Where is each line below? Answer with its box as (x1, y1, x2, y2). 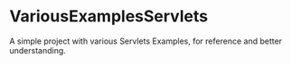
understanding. (9, 45, 66, 55)
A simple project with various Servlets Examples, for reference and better (9, 36, 283, 46)
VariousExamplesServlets (9, 6, 209, 27)
